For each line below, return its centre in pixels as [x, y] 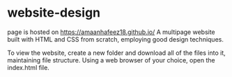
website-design [54, 13]
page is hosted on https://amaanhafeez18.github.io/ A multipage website [111, 32]
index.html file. [29, 67]
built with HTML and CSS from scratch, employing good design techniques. [116, 39]
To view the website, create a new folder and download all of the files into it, [117, 53]
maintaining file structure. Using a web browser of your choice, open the [111, 60]
